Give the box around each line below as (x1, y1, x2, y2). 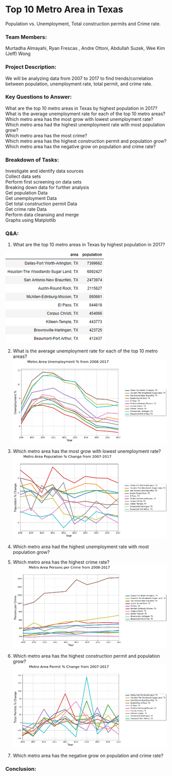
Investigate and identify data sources (5, 168, 84, 174)
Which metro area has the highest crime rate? (12, 559, 109, 565)
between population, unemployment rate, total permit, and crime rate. (5, 81, 152, 87)
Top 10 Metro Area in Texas (5, 4, 123, 15)
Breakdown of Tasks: (5, 156, 59, 163)
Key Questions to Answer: (5, 94, 72, 101)
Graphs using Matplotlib (5, 217, 56, 223)
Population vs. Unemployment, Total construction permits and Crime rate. (5, 21, 161, 27)
